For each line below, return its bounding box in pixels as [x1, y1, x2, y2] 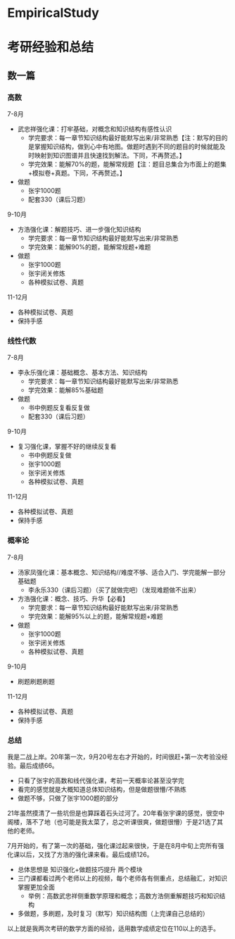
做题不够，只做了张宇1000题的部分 [17, 794, 118, 802]
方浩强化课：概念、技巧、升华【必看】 [17, 594, 129, 603]
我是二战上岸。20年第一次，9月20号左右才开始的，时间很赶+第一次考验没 [7, 752, 222, 761]
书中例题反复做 [27, 451, 72, 459]
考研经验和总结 [7, 39, 94, 56]
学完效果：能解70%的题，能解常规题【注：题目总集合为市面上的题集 [27, 160, 227, 168]
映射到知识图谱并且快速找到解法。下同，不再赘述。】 [34, 151, 186, 160]
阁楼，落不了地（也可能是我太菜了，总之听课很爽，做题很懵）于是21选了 [7, 817, 217, 826]
